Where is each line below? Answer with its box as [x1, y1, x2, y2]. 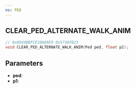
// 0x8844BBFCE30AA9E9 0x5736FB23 [5, 40, 79, 45]
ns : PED [5, 7, 22, 13]
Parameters [5, 59, 43, 68]
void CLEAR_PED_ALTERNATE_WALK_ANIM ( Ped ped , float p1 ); [5, 44, 129, 50]
